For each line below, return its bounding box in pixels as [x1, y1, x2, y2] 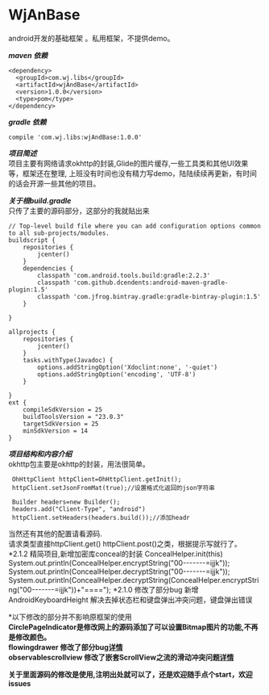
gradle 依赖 [8, 117, 47, 127]
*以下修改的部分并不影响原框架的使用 [8, 612, 133, 622]
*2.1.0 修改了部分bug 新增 [112, 584, 199, 594]
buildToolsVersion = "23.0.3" [23, 412, 125, 421]
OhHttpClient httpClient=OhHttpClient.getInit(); [11, 475, 182, 484]
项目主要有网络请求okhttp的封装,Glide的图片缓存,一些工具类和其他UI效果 [8, 158, 249, 168]
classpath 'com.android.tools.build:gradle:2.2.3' [37, 271, 211, 279]
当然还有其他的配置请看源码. [8, 529, 103, 538]
